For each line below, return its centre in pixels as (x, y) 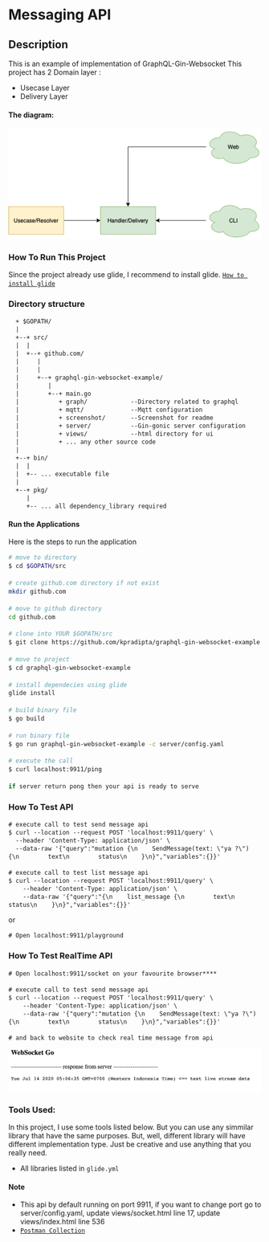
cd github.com (32, 617)
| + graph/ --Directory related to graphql (127, 402)
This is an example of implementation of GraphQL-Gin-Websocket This (125, 63)
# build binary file (43, 710)
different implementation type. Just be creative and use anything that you (130, 1144)
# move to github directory (55, 608)
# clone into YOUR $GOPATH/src (61, 634)
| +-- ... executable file (63, 474)
